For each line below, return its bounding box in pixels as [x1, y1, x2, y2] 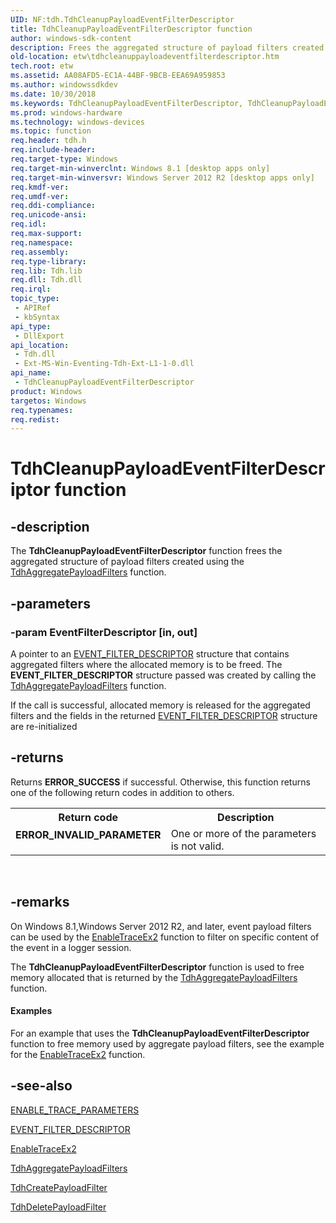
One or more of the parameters [170, 826, 317, 840]
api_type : [10, 321, 52, 331]
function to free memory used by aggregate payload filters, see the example [10, 1037, 325, 1050]
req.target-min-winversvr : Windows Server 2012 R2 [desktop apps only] [10, 172, 315, 183]
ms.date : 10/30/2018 [10, 89, 97, 99]
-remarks [10, 894, 70, 911]
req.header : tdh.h [10, 136, 87, 146]
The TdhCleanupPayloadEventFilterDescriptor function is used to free [10, 961, 305, 973]
